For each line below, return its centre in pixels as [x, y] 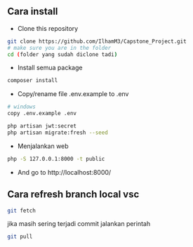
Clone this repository [48, 28]
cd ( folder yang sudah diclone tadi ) [62, 54]
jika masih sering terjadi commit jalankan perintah [79, 224]
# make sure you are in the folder [59, 48]
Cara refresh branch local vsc [73, 195]
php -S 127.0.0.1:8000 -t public [56, 159]
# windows [22, 107]
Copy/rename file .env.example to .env [73, 94]
